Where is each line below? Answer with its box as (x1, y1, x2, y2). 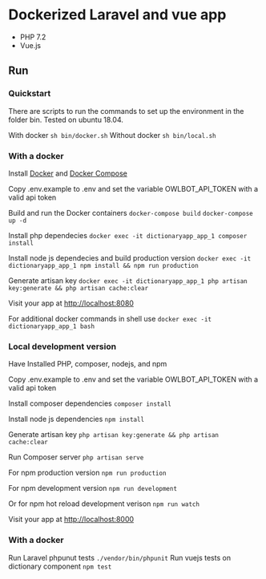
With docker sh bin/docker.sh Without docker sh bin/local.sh (8, 130, 216, 140)
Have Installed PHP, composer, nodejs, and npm (8, 359, 167, 369)
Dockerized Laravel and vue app (8, 6, 227, 24)
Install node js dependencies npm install (8, 415, 145, 424)
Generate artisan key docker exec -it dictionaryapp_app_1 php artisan (8, 275, 248, 285)
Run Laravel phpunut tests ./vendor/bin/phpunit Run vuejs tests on (8, 553, 231, 562)
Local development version (8, 341, 117, 352)
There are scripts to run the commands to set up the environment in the (8, 106, 244, 115)
